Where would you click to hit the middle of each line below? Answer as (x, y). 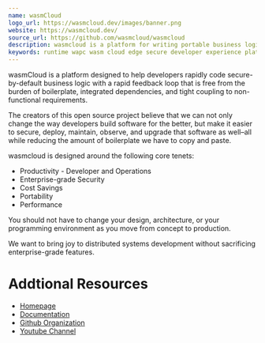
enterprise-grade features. (51, 252)
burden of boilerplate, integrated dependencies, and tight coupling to (120, 91)
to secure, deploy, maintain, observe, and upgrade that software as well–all (130, 132)
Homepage (38, 306)
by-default (25, 83)
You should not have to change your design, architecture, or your (114, 220)
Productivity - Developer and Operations (86, 171)
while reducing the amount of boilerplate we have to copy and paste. (120, 140)
